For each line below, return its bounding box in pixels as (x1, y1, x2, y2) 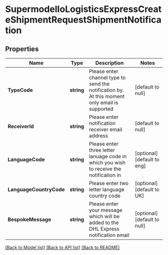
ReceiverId (7, 123, 34, 129)
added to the (89, 219, 119, 226)
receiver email (89, 126, 122, 133)
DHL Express (89, 225, 120, 232)
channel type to (89, 74, 126, 81)
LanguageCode (7, 156, 45, 163)
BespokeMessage (7, 216, 51, 223)
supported (89, 105, 113, 112)
